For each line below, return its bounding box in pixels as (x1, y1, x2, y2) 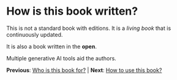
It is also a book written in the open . (6, 43, 97, 50)
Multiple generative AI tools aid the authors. (6, 54, 116, 62)
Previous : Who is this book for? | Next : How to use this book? (6, 66, 162, 74)
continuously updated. (6, 31, 63, 38)
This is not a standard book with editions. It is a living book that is (6, 24, 171, 32)
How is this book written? (6, 4, 138, 18)
